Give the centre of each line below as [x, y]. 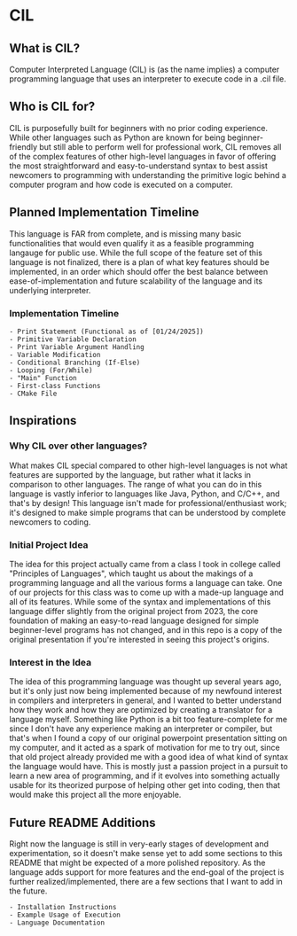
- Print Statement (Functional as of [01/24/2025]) [106, 331]
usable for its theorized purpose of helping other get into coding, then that [145, 785]
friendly [23, 146]
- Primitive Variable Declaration [73, 339]
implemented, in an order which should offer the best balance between [139, 271]
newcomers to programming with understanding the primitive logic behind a [148, 175]
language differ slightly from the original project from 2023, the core [134, 611]
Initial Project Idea [49, 544]
